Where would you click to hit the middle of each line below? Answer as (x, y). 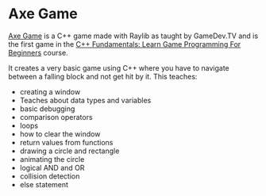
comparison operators (56, 117)
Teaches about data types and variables (85, 100)
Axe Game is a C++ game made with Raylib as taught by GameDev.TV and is (133, 36)
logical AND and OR (52, 167)
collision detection (50, 176)
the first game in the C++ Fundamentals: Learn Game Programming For (125, 44)
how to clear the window (60, 134)
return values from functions (66, 142)
